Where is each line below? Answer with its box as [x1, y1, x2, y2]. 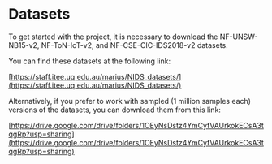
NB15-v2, [8, 40, 40, 50]
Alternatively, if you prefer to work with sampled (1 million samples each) [8, 96, 252, 106]
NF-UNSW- [219, 32, 258, 41]
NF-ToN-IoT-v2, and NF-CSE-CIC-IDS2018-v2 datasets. [41, 40, 229, 50]
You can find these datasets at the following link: [8, 56, 171, 66]
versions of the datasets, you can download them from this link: [8, 105, 222, 114]
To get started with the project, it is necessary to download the [8, 32, 218, 41]
